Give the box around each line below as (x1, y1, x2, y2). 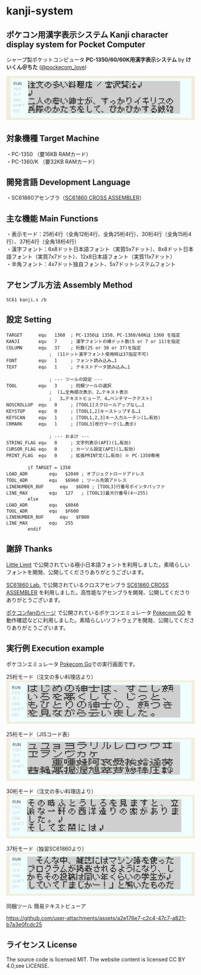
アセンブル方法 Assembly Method (6, 280, 133, 290)
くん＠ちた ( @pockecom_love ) (11, 64, 87, 70)
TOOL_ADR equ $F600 (6, 508, 79, 514)
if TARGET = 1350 (28, 464, 71, 471)
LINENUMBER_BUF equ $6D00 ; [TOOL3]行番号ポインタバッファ (6, 483, 166, 490)
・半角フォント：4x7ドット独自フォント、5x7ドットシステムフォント (6, 261, 176, 268)
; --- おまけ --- (48, 433, 90, 439)
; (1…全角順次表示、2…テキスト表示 (48, 389, 129, 395)
